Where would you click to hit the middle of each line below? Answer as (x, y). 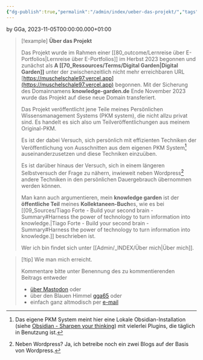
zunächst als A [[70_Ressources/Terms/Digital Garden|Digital (99, 65)
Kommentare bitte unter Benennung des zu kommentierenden (98, 271)
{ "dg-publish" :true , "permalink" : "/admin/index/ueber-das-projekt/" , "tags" (102, 12)
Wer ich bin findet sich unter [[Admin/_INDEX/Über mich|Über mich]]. (108, 248)
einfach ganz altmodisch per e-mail (74, 302)
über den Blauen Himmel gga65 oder (76, 295)
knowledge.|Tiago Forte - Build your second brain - (85, 223)
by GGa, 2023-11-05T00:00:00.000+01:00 (59, 29)
